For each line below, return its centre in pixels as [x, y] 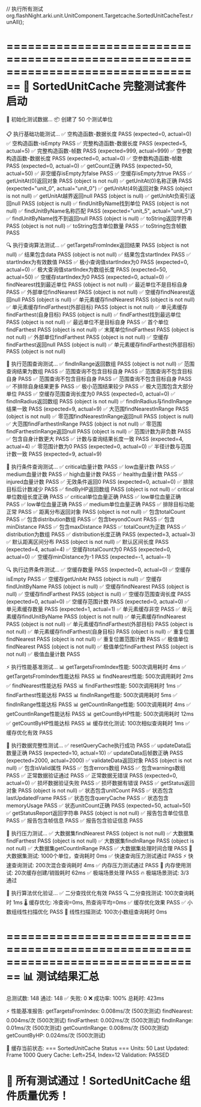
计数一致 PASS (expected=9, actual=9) [54, 454]
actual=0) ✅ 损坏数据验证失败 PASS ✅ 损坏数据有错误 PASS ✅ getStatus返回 [100, 782]
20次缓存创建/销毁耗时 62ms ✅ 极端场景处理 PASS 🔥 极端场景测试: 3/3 [101, 873]
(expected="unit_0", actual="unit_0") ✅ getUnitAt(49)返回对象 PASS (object [100, 188]
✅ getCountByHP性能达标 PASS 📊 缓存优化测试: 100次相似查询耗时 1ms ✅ [98, 723]
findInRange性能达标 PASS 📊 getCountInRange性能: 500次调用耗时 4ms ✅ [98, 704]
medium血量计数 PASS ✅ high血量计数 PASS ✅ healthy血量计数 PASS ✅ [95, 474]
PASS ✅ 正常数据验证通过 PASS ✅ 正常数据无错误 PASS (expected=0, [92, 775]
